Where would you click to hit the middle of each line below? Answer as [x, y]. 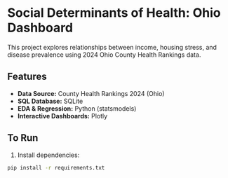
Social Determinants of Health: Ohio [114, 13]
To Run [23, 138]
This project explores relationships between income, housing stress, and [112, 47]
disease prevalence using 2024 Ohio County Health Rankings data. [104, 55]
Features [27, 77]
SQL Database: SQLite [50, 101]
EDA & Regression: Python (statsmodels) [77, 108]
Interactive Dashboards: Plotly [62, 116]
